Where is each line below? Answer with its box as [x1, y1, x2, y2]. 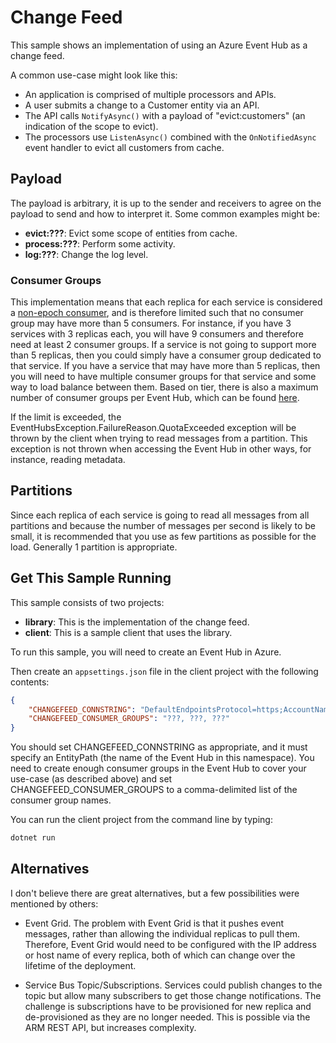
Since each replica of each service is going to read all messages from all [10, 509, 310, 521]
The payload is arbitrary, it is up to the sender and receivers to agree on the [10, 197, 322, 209]
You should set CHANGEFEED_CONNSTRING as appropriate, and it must [10, 741, 308, 753]
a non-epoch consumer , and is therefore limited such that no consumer [10, 307, 304, 319]
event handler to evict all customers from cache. [24, 141, 225, 153]
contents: [10, 676, 50, 688]
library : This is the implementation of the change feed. [24, 616, 250, 628]
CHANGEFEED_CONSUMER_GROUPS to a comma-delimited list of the [10, 784, 298, 796]
